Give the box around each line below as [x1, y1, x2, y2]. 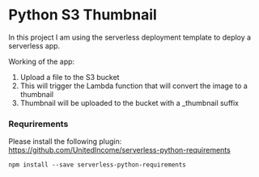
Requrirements [8, 118, 69, 129]
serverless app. [8, 40, 61, 50]
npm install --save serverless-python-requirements [8, 161, 186, 169]
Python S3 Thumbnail [8, 6, 158, 24]
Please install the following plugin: [8, 137, 122, 146]
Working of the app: [8, 57, 75, 66]
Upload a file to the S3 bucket [19, 72, 120, 82]
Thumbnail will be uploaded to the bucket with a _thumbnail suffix [19, 98, 239, 107]
